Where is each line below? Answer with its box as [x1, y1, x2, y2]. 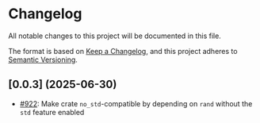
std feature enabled [19, 107, 85, 117]
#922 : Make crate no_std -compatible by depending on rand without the [19, 98, 253, 108]
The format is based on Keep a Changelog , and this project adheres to [8, 46, 238, 56]
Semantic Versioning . [8, 55, 78, 64]
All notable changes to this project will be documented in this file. [8, 31, 222, 40]
